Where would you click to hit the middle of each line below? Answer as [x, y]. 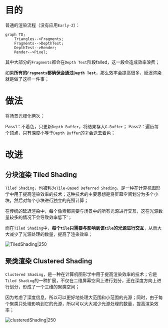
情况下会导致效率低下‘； [47, 217]
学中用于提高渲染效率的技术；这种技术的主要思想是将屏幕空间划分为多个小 [82, 194]
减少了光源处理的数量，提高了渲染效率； [51, 234]
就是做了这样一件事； [27, 79]
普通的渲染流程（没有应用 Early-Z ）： [43, 25]
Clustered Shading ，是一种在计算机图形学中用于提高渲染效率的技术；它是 [81, 274]
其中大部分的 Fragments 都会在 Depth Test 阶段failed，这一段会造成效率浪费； [82, 62]
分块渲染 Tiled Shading [41, 175]
